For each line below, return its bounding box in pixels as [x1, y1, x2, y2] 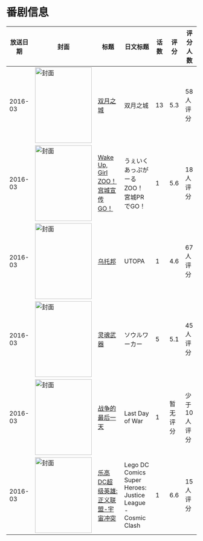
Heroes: [124, 483, 147, 491]
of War [124, 416, 144, 425]
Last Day [124, 409, 149, 417]
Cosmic [124, 513, 146, 522]
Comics [124, 468, 146, 476]
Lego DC [124, 460, 149, 469]
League [124, 498, 146, 506]
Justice [124, 491, 145, 499]
